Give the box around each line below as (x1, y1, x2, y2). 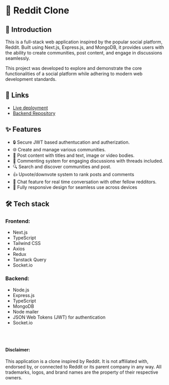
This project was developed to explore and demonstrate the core (5, 65, 142, 71)
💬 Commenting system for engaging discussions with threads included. (12, 157, 163, 164)
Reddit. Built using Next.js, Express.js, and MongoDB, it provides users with (5, 44, 164, 50)
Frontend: (5, 217, 31, 224)
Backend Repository (12, 110, 56, 116)
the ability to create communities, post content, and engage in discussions (5, 50, 162, 56)
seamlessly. (5, 55, 30, 61)
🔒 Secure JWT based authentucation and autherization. (12, 139, 130, 145)
